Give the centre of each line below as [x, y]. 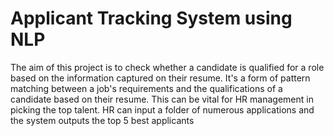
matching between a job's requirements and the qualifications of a [146, 88]
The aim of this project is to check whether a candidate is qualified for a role [167, 67]
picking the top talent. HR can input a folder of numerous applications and [162, 109]
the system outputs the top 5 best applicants [102, 120]
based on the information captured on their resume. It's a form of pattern [160, 78]
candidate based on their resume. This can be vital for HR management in [162, 99]
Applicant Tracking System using [151, 18]
